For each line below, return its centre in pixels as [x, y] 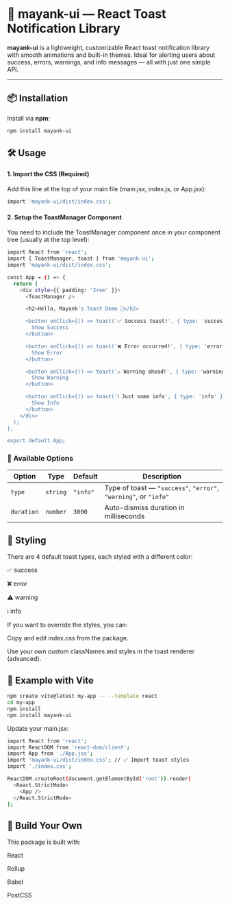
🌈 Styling [27, 540]
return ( [26, 284]
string [56, 492]
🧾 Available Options [40, 459]
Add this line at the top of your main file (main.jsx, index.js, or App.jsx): [107, 189]
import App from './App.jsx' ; [50, 753]
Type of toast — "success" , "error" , [162, 487]
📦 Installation [38, 98]
